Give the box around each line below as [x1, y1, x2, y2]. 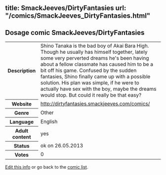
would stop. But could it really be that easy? [40, 92, 142, 99]
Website [11, 101, 32, 107]
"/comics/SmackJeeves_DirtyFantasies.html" [5, 12, 151, 20]
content [12, 133, 31, 140]
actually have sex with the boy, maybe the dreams [40, 86, 157, 93]
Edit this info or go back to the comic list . [5, 164, 88, 170]
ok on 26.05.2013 [40, 142, 83, 149]
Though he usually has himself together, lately [40, 49, 148, 56]
